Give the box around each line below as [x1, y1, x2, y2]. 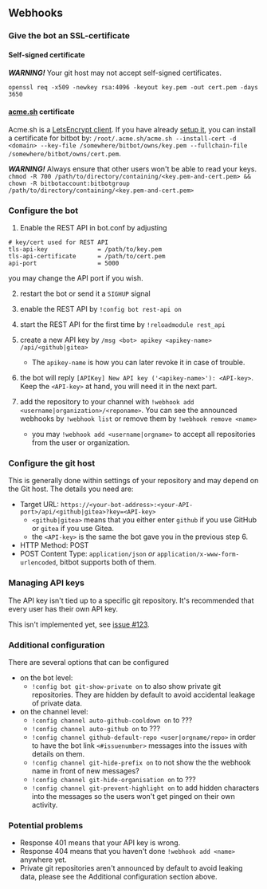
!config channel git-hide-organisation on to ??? [31, 774, 197, 784]
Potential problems [8, 820, 84, 831]
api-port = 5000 [8, 259, 120, 268]
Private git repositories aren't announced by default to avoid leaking [19, 863, 243, 873]
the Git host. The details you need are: [8, 484, 134, 494]
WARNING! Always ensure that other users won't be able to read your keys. [8, 163, 257, 174]
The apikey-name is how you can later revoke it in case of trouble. [31, 358, 245, 368]
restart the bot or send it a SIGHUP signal [19, 289, 151, 298]
